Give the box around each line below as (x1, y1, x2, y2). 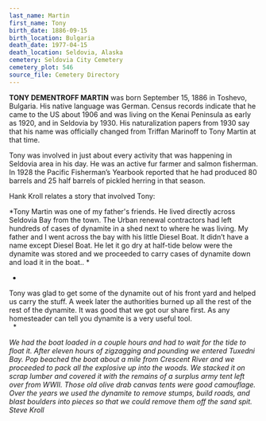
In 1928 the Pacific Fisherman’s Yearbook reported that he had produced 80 (9, 167, 257, 177)
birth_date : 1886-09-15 (9, 26, 88, 34)
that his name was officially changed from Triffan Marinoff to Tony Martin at (9, 127, 256, 136)
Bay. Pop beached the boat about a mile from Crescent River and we (9, 354, 235, 364)
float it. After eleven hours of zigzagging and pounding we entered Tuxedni (9, 345, 255, 355)
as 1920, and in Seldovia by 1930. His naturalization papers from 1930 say (9, 118, 250, 127)
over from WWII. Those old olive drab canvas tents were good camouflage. (9, 380, 256, 389)
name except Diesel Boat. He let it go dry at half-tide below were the (9, 240, 233, 250)
